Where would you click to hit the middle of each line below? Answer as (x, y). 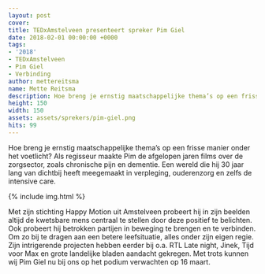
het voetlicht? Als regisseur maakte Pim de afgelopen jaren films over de (125, 156)
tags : (17, 45)
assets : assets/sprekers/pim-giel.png (72, 118)
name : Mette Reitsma (42, 89)
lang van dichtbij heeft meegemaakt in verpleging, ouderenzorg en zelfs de (130, 172)
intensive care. (32, 181)
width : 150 (26, 111)
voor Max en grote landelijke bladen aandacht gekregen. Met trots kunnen (129, 254)
